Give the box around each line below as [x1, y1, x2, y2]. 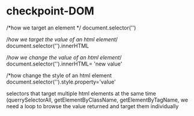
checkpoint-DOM [6, 4, 94, 18]
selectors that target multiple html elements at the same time [6, 90, 156, 97]
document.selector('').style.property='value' [6, 78, 116, 85]
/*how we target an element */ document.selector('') [6, 24, 136, 31]
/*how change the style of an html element [6, 72, 112, 79]
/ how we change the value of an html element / [6, 53, 122, 61]
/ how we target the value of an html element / [6, 35, 118, 43]
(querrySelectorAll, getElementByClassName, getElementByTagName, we [6, 96, 188, 103]
